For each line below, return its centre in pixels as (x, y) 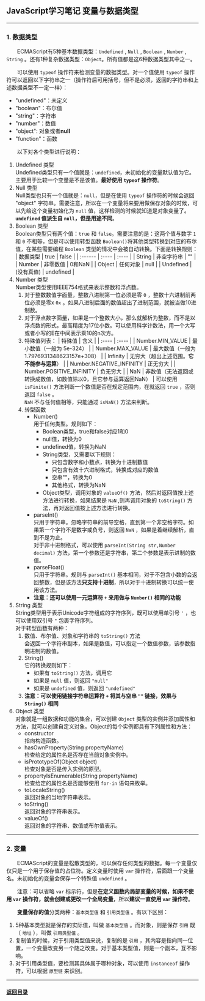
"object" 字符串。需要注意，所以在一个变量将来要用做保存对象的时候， (104, 203)
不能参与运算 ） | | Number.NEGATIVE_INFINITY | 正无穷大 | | (100, 364)
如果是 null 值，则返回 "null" (71, 681)
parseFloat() (49, 568)
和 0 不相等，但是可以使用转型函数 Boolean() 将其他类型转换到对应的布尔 (106, 241)
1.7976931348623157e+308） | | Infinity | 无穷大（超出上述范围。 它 (109, 356)
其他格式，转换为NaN (78, 485)
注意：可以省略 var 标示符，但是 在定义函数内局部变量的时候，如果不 (103, 891)
